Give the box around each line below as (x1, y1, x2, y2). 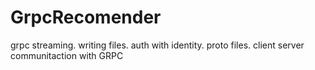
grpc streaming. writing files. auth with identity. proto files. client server (10, 39, 305, 51)
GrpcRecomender (10, 6, 162, 29)
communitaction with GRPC (10, 49, 124, 61)
